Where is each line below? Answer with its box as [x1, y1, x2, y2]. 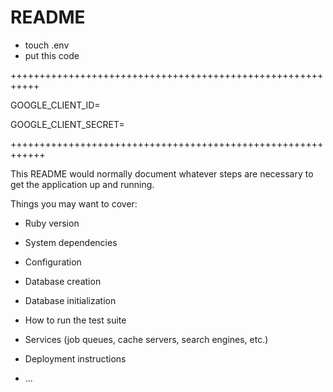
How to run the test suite [24, 314, 127, 326]
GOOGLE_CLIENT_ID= [10, 99, 101, 111]
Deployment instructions [24, 352, 127, 365]
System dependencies [24, 236, 118, 248]
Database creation [24, 275, 102, 287]
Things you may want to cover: [10, 197, 138, 210]
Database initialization [24, 294, 117, 306]
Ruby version [24, 217, 80, 229]
